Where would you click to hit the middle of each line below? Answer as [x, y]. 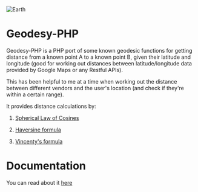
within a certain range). [35, 94]
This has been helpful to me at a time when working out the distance [92, 81]
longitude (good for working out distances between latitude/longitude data [99, 63]
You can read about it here [39, 182]
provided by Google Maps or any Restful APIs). [64, 70]
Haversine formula [38, 130]
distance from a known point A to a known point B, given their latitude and [98, 57]
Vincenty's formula [39, 141]
